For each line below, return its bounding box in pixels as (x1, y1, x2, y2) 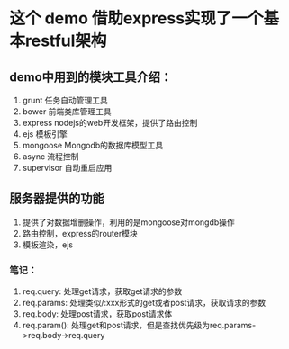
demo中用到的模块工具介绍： (9, 69, 173, 85)
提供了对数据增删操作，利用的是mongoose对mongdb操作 (22, 217, 236, 228)
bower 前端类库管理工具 (22, 106, 113, 117)
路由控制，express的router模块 (22, 228, 138, 238)
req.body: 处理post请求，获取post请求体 (22, 309, 173, 319)
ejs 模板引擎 (22, 129, 68, 139)
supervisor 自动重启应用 (22, 163, 113, 173)
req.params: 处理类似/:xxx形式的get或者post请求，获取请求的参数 (22, 298, 266, 309)
